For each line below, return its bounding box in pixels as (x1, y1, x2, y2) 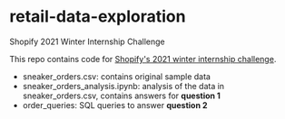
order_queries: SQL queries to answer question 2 (22, 99, 208, 110)
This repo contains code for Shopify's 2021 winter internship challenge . (9, 53, 277, 64)
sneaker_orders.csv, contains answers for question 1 (22, 90, 221, 101)
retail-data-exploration (9, 6, 186, 27)
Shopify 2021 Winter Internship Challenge (9, 36, 165, 47)
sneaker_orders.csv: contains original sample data (22, 70, 211, 82)
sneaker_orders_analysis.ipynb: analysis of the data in (22, 80, 225, 91)
